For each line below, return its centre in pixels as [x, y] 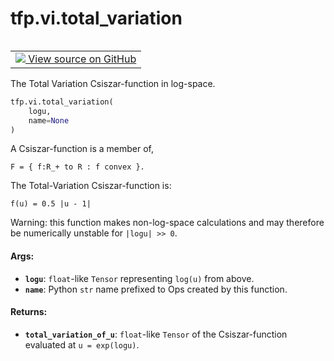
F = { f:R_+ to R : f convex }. [77, 167]
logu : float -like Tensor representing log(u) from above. [139, 278]
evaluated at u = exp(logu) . [82, 344]
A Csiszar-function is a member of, [82, 149]
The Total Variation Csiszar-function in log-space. [113, 83]
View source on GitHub [82, 59]
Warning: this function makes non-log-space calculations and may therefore [167, 223]
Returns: [29, 312]
